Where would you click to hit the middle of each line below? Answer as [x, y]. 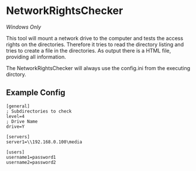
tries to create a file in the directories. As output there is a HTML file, [89, 50]
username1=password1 [31, 157]
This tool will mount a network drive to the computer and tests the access [94, 38]
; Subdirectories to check [39, 111]
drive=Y [16, 127]
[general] [18, 106]
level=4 [16, 116]
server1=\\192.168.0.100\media [44, 142]
